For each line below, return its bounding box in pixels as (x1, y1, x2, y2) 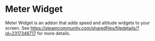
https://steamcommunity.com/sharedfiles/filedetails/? (30, 25, 140, 31)
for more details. (37, 30, 71, 36)
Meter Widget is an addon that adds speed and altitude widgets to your (5, 20, 150, 26)
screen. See (5, 25, 30, 31)
